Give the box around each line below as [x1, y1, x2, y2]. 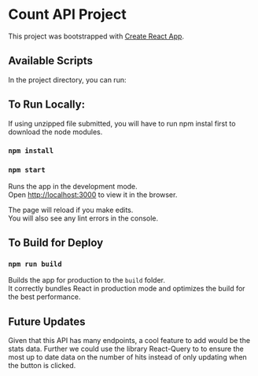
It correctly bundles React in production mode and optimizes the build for [8, 284, 245, 294]
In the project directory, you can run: [8, 75, 127, 84]
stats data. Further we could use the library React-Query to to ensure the [8, 344, 244, 354]
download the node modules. [8, 127, 103, 137]
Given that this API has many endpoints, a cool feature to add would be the [8, 336, 250, 345]
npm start [8, 166, 46, 174]
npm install [8, 147, 54, 155]
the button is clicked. [8, 361, 76, 371]
